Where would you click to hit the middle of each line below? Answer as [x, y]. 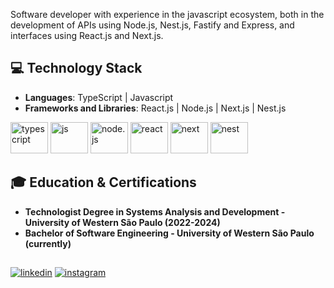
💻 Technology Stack [76, 68]
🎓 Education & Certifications [103, 182]
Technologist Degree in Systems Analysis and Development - [155, 211]
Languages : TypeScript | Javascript [99, 97]
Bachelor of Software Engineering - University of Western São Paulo [169, 233]
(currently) [48, 243]
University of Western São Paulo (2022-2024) [122, 222]
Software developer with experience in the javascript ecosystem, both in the [167, 14]
